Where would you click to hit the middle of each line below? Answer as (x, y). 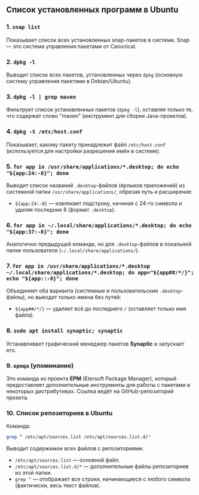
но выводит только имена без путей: (74, 297)
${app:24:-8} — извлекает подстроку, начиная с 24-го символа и (98, 203)
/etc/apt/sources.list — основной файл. (67, 460)
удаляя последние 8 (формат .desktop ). (65, 209)
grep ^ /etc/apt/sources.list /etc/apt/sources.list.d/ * (79, 437)
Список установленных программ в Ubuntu (92, 10)
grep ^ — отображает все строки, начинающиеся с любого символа (102, 479)
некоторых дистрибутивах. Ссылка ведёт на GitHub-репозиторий (90, 392)
